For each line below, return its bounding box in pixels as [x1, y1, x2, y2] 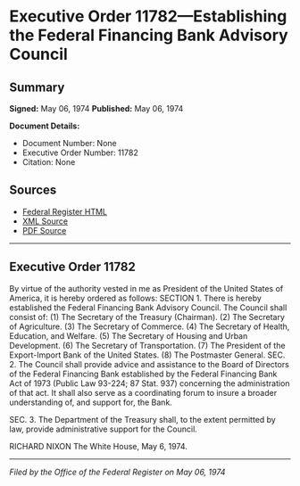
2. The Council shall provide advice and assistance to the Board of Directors [9, 358, 290, 369]
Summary [9, 79, 65, 95]
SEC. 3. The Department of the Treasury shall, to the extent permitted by [9, 414, 277, 424]
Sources [9, 183, 57, 198]
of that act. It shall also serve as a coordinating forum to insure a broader [9, 387, 278, 398]
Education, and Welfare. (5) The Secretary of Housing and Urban [9, 330, 248, 341]
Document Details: [9, 120, 80, 131]
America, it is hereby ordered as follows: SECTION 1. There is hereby [9, 292, 262, 303]
